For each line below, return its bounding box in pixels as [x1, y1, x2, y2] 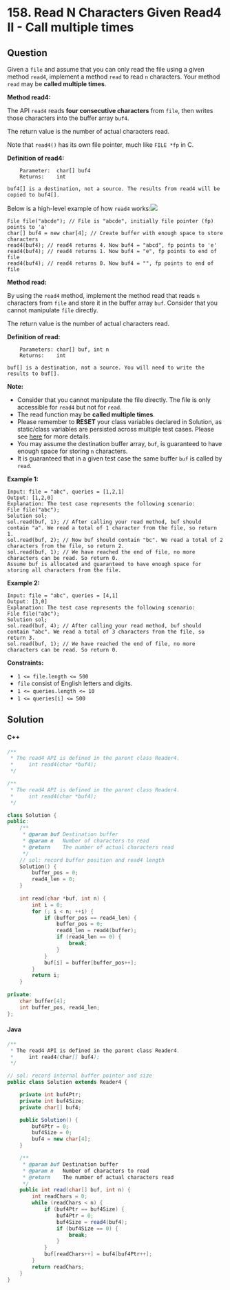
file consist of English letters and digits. [17, 679, 133, 687]
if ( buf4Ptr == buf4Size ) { [43, 1206, 125, 1213]
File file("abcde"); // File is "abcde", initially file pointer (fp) [7, 218, 214, 225]
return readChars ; [32, 1263, 85, 1270]
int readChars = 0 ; [32, 1193, 88, 1200]
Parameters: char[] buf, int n [19, 346, 109, 353]
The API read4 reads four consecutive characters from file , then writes [7, 107, 213, 114]
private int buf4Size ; [19, 1098, 85, 1105]
